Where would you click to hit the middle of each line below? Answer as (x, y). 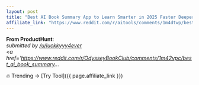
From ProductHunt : (30, 40)
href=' (14, 58)
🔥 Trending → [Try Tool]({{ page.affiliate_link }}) (65, 76)
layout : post (22, 12)
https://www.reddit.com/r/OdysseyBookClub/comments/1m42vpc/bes (106, 58)
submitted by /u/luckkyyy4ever (44, 45)
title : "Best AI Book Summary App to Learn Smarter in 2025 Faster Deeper (100, 17)
